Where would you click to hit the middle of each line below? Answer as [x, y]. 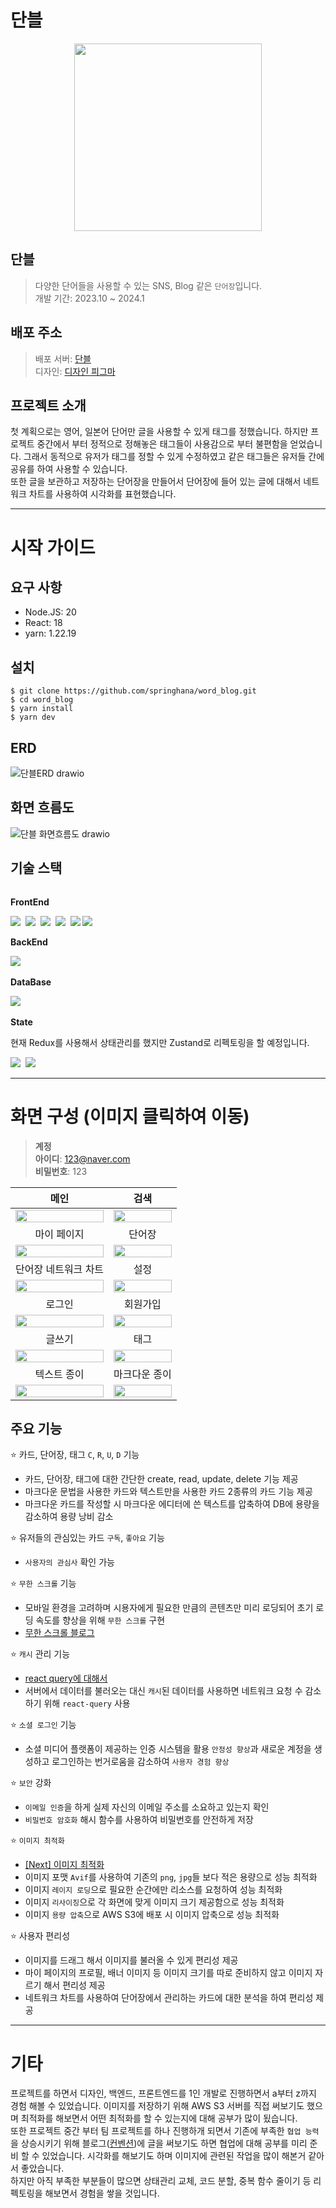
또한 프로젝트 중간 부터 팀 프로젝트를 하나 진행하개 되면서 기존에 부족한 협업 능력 [165, 2131]
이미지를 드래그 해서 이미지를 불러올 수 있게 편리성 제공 [131, 1960]
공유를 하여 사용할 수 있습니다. [69, 469]
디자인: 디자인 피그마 [75, 371]
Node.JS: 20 [50, 612]
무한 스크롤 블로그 [59, 1633]
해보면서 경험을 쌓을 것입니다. [102, 2193]
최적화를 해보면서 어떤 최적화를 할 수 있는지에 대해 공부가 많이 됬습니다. [159, 2118]
